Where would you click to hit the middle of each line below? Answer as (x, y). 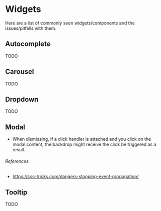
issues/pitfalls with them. (31, 28)
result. (19, 150)
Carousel (19, 72)
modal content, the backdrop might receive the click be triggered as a (84, 144)
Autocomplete (28, 44)
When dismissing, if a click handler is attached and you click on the (82, 139)
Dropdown (22, 99)
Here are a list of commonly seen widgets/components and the (70, 23)
